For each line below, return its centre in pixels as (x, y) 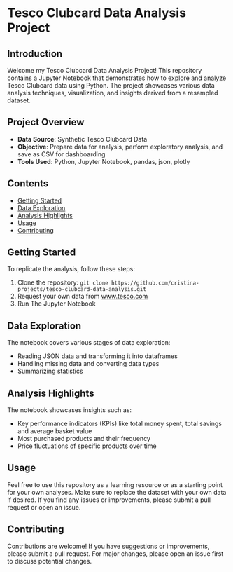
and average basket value (55, 431)
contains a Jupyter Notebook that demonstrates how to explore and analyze (117, 78)
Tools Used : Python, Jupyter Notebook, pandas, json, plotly (104, 161)
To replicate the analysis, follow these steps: (71, 269)
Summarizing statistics (50, 371)
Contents (28, 184)
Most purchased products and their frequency (84, 439)
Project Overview (46, 122)
